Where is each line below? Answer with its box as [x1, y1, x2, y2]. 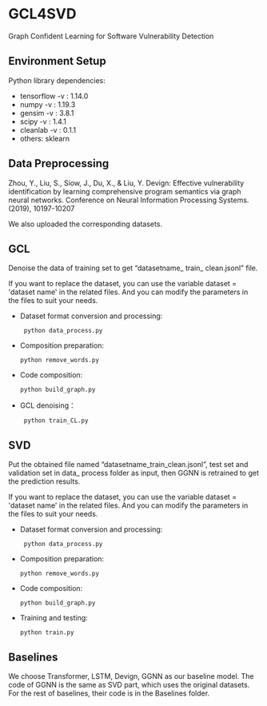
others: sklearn [19, 134, 70, 143]
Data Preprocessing [8, 157, 110, 170]
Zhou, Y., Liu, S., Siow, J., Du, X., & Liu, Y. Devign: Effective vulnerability [8, 177, 245, 188]
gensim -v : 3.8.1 [19, 108, 74, 118]
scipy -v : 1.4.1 [19, 117, 66, 126]
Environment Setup [8, 54, 106, 68]
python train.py [19, 628, 74, 636]
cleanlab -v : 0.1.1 [19, 125, 77, 134]
